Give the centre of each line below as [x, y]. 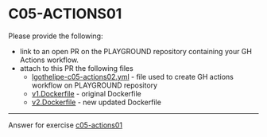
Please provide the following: [56, 36]
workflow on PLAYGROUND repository [94, 85]
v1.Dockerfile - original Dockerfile [86, 93]
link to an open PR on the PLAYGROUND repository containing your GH [136, 51]
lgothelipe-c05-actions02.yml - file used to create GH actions [133, 76]
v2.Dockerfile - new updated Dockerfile [96, 102]
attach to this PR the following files [76, 68]
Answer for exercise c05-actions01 [66, 125]
